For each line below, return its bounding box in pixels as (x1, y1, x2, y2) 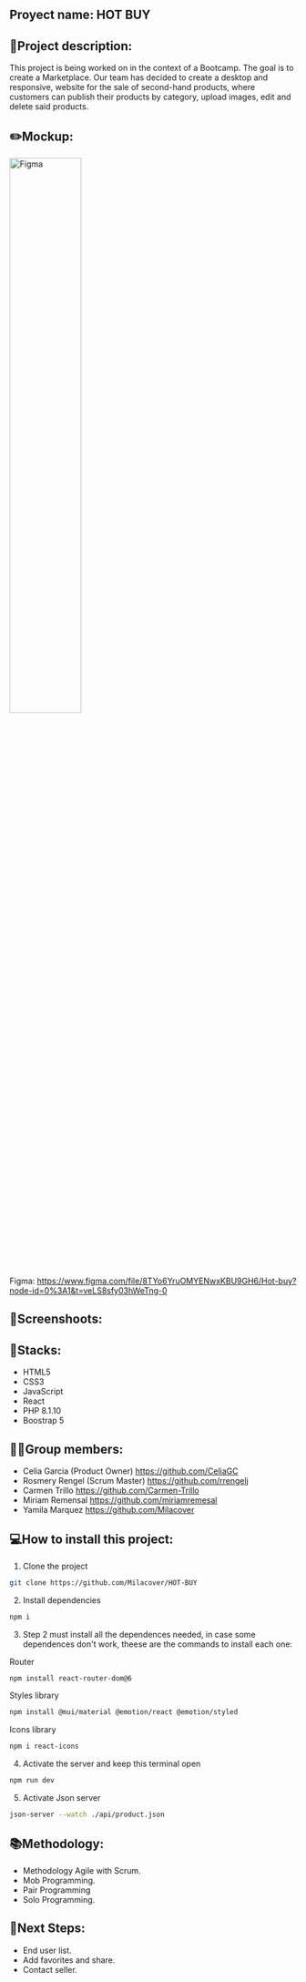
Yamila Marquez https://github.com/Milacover (22, 1505, 195, 1516)
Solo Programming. (22, 1894, 96, 1905)
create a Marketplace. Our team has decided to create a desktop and (9, 72, 269, 83)
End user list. (22, 1945, 72, 1956)
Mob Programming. (22, 1875, 96, 1885)
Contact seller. (22, 1964, 77, 1975)
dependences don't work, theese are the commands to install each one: (22, 1639, 293, 1650)
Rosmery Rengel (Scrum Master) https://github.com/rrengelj (22, 1476, 249, 1486)
